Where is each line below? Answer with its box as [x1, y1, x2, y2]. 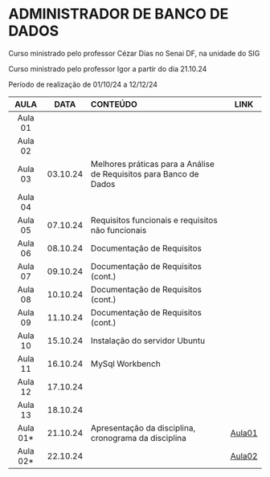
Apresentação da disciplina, [91, 422, 196, 434]
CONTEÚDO [91, 98, 138, 109]
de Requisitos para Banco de [91, 168, 199, 179]
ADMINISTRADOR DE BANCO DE [8, 5, 229, 23]
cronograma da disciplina [91, 432, 186, 443]
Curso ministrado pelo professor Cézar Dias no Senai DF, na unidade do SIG [8, 48, 260, 58]
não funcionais [91, 224, 147, 235]
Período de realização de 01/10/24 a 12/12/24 [8, 79, 158, 89]
